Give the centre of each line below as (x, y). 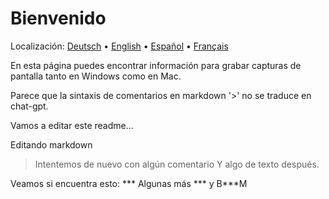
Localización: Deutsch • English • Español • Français (119, 46)
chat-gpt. (29, 106)
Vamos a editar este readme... (72, 125)
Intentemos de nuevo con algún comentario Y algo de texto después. (177, 164)
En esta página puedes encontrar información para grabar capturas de (156, 65)
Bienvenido (58, 18)
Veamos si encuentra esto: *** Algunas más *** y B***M (129, 183)
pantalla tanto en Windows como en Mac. (96, 76)
